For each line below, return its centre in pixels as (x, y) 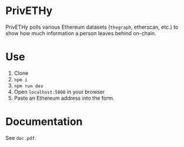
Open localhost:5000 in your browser (59, 91)
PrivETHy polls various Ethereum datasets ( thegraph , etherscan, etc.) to (92, 27)
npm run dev (28, 86)
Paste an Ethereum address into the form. (64, 98)
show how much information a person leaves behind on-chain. (81, 33)
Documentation (44, 122)
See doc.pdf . (21, 138)
